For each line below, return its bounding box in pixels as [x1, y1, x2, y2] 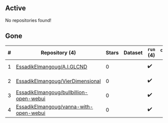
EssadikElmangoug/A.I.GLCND [15, 63, 87, 70]
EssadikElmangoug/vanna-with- [15, 103, 93, 110]
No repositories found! [5, 17, 51, 23]
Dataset [123, 49, 143, 56]
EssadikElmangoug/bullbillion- [15, 88, 88, 95]
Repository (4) [40, 49, 76, 56]
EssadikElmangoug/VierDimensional [15, 77, 101, 84]
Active [5, 4, 26, 12]
